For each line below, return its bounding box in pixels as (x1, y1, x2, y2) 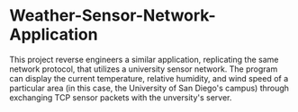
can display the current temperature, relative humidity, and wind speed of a (9, 73, 289, 83)
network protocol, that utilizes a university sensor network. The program (9, 64, 278, 74)
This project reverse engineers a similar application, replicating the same (9, 54, 279, 65)
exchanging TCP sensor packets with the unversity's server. (9, 91, 232, 103)
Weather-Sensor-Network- (9, 5, 216, 26)
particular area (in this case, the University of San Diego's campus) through (9, 82, 290, 93)
